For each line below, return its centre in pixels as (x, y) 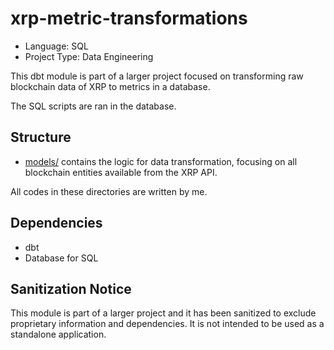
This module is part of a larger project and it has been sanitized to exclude (163, 313)
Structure (41, 137)
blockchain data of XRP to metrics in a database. (110, 86)
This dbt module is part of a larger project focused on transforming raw (157, 76)
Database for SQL (61, 258)
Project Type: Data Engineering (89, 56)
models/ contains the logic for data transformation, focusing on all (161, 161)
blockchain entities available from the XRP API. (121, 172)
